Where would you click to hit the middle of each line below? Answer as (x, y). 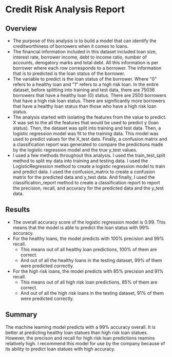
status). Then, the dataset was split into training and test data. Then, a (87, 128)
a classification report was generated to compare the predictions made (88, 144)
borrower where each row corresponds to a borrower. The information (87, 68)
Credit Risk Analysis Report (65, 10)
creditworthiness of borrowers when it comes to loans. (71, 46)
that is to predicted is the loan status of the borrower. (69, 73)
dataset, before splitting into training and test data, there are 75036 (84, 90)
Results (18, 210)
